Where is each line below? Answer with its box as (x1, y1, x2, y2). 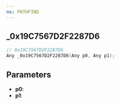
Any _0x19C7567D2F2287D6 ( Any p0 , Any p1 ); (6, 52, 115, 59)
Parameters (6, 69, 52, 80)
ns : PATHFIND (6, 8, 39, 15)
